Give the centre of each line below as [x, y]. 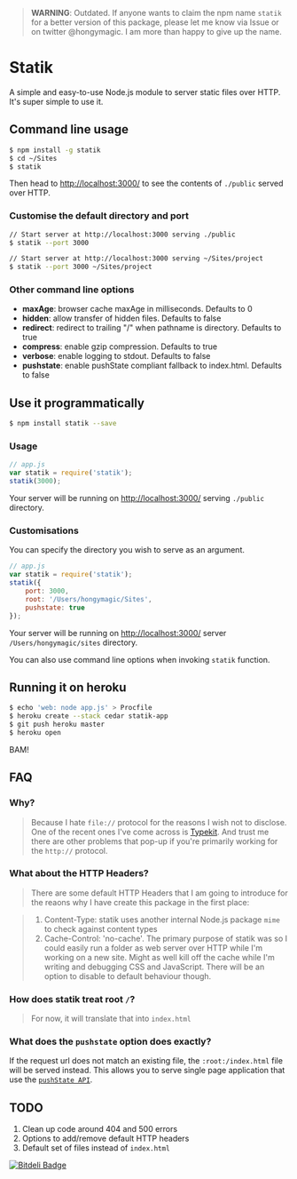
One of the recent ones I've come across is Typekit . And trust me [150, 832]
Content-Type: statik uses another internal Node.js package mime [162, 920]
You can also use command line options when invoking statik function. [140, 659]
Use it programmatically [77, 403]
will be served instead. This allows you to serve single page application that [147, 1071]
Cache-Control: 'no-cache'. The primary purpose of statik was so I [166, 938]
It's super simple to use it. [56, 101]
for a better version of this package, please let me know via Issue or [155, 22]
